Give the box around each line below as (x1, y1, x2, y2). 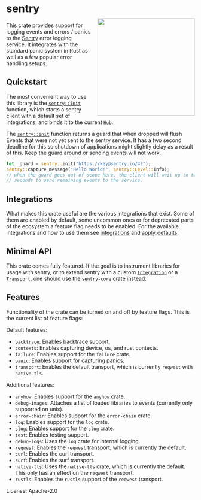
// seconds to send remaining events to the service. (6, 177, 144, 184)
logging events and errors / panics (6, 28, 91, 35)
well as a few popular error (6, 53, 72, 60)
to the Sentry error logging (6, 34, 72, 41)
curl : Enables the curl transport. (14, 450, 95, 457)
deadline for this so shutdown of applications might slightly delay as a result (6, 143, 193, 150)
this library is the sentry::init (6, 99, 81, 107)
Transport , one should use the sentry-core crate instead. (6, 275, 147, 282)
